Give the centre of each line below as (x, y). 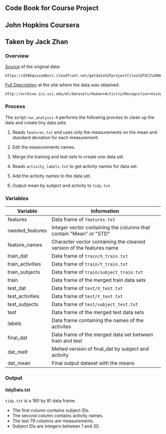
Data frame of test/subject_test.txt (95, 304)
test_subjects (23, 304)
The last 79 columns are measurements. (53, 421)
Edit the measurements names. (44, 147)
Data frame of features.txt (83, 219)
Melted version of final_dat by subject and (100, 349)
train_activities (24, 264)
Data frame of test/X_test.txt (87, 288)
